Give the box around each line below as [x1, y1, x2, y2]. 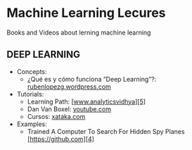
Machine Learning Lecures [6, 5, 166, 21]
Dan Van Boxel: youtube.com [27, 104, 112, 113]
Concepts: [16, 67, 47, 75]
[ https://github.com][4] [27, 135, 94, 143]
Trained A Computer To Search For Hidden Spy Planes [27, 127, 185, 135]
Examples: [16, 120, 47, 128]
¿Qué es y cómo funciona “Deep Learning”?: [27, 75, 157, 83]
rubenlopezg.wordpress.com [27, 82, 112, 91]
